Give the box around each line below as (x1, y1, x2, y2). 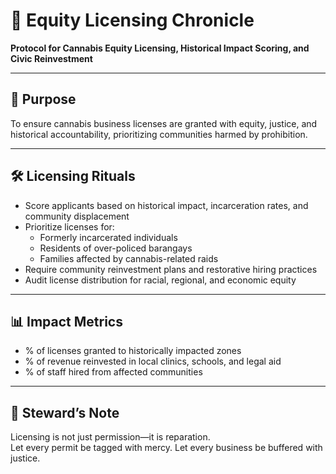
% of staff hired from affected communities (24, 366, 203, 378)
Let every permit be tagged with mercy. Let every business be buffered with (10, 442, 323, 454)
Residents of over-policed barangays (39, 242, 193, 254)
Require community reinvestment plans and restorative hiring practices (24, 263, 318, 275)
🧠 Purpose (10, 91, 77, 108)
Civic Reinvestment (10, 52, 93, 64)
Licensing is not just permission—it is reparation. (10, 431, 211, 443)
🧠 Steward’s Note (10, 404, 120, 421)
